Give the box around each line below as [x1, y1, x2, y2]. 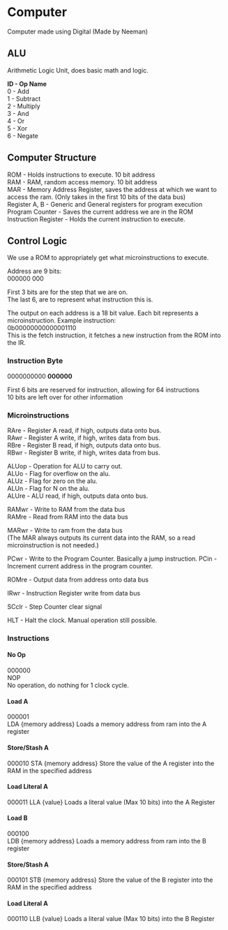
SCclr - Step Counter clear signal [7, 602, 102, 611]
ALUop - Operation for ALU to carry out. [7, 462, 123, 470]
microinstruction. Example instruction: [7, 316, 116, 325]
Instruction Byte [7, 356, 63, 366]
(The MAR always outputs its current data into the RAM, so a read [7, 533, 195, 542]
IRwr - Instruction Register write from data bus [7, 589, 141, 597]
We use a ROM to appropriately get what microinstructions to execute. [7, 253, 209, 262]
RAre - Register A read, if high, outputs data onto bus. [7, 426, 162, 434]
